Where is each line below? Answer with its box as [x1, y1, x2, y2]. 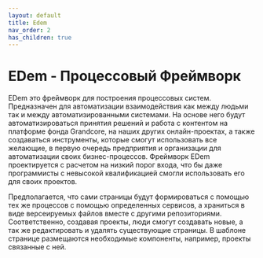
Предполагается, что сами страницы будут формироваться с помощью [8, 192, 250, 201]
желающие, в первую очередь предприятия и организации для [8, 143, 221, 153]
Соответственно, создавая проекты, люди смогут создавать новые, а [8, 217, 243, 227]
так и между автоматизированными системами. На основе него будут [8, 110, 246, 120]
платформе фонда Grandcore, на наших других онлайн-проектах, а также [8, 127, 255, 136]
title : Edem [8, 19, 47, 27]
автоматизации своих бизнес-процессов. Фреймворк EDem [8, 152, 210, 161]
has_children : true [8, 33, 72, 42]
